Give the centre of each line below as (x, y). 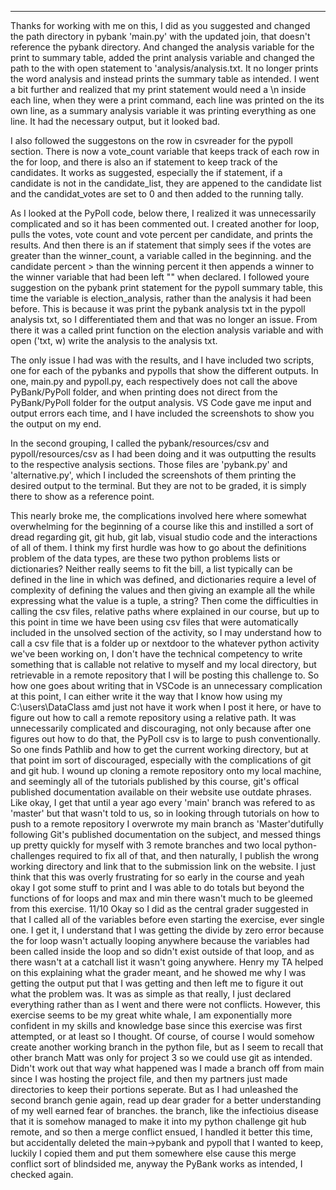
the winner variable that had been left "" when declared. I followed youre (160, 277)
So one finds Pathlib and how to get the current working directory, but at (159, 749)
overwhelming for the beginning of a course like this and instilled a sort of (162, 526)
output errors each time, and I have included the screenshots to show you (162, 413)
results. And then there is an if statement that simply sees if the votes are (161, 245)
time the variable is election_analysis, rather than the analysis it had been (161, 298)
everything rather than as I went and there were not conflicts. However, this (165, 1004)
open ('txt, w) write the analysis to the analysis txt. (114, 340)
